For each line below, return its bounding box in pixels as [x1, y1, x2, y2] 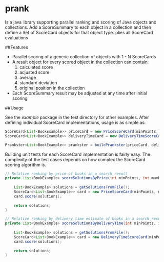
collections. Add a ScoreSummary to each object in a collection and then [5, 24, 151, 30]
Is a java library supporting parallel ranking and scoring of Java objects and [5, 19, 157, 25]
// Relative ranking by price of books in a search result [5, 171, 128, 176]
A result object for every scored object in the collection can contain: [12, 59, 149, 65]
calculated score [19, 64, 53, 70]
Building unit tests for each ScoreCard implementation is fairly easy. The [5, 151, 150, 157]
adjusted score [19, 69, 50, 75]
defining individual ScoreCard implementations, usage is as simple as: [5, 119, 146, 125]
